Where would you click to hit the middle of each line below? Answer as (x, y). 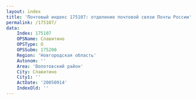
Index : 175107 (34, 34)
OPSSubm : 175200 (37, 50)
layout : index (24, 11)
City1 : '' (29, 77)
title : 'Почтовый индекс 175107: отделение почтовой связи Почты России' (99, 17)
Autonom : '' (31, 61)
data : (13, 28)
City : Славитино (37, 72)
